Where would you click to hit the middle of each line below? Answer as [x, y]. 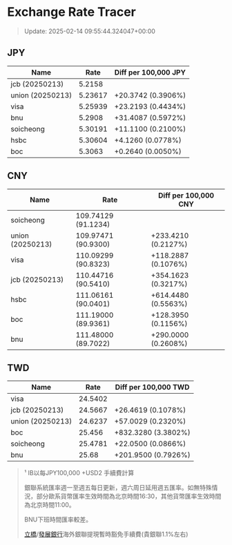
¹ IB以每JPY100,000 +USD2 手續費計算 [79, 473]
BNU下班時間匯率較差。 [58, 519]
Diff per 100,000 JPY [150, 72]
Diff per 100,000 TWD [152, 388]
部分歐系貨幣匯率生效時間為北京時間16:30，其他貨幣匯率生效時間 [129, 496]
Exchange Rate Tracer [72, 12]
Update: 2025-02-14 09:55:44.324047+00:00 [89, 31]
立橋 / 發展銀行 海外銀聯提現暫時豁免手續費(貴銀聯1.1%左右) [106, 534]
